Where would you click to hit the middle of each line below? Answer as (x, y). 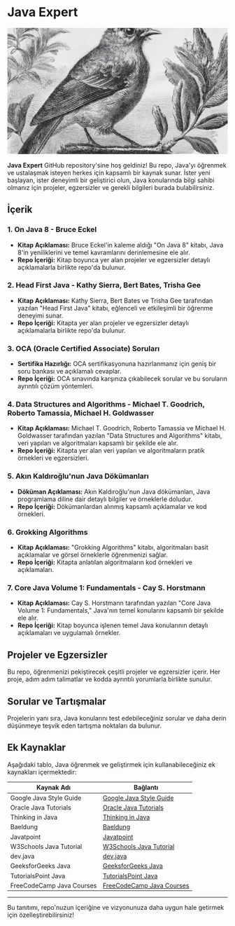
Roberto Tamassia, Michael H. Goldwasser (81, 413)
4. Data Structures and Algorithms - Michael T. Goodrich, (106, 404)
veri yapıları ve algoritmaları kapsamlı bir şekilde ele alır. (98, 443)
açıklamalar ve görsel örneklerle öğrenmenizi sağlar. (93, 555)
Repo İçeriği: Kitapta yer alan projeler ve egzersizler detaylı (103, 322)
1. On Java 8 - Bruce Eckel (52, 230)
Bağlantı (146, 788)
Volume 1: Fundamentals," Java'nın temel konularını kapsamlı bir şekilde (120, 611)
